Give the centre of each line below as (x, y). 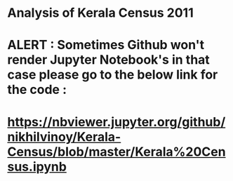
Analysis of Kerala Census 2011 (101, 13)
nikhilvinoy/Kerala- (64, 136)
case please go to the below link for (113, 75)
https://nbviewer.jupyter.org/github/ (116, 122)
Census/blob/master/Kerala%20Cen (116, 152)
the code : (37, 90)
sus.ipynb (37, 167)
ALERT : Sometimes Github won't (106, 45)
